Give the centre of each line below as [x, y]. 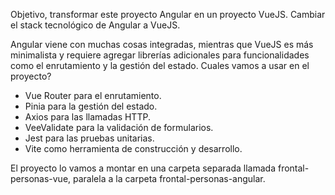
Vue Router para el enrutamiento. [93, 95]
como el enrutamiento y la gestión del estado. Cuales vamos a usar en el [160, 65]
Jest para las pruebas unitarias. [89, 138]
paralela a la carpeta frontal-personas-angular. [169, 178]
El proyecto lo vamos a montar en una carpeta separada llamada [143, 168]
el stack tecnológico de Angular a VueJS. [95, 25]
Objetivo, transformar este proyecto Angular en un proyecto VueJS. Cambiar [168, 14]
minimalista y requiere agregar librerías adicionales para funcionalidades [160, 55]
